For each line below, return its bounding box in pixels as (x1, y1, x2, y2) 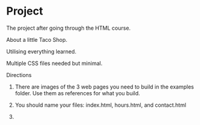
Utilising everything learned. (6, 47, 77, 55)
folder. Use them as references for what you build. (15, 89, 140, 96)
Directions (6, 71, 32, 78)
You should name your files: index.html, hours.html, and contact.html (15, 101, 186, 109)
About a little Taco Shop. (6, 36, 68, 43)
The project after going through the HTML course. (6, 24, 131, 32)
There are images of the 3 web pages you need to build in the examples (15, 83, 195, 90)
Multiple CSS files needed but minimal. (6, 59, 103, 67)
